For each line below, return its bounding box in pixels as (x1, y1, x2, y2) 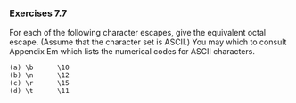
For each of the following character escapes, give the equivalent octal (9, 28, 266, 38)
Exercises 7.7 (9, 7, 68, 20)
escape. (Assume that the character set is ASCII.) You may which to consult (9, 36, 287, 47)
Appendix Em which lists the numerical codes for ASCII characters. (9, 46, 256, 57)
